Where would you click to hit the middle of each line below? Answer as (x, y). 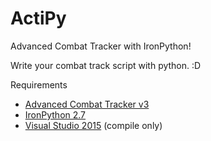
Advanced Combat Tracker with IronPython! (101, 46)
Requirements (39, 84)
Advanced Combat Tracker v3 (87, 104)
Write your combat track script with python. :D (106, 65)
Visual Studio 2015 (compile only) (93, 125)
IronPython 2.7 (55, 114)
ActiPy (38, 18)
